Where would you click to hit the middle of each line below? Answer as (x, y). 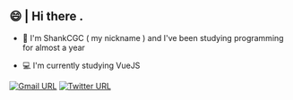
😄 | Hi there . (46, 17)
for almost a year (53, 47)
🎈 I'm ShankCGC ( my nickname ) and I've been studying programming (153, 37)
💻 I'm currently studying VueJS (81, 65)
